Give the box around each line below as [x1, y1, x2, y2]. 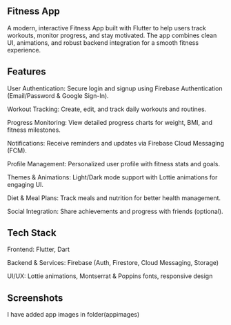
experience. [7, 46, 41, 54]
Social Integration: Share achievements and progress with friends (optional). [7, 207, 223, 215]
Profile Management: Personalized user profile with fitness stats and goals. [7, 159, 221, 168]
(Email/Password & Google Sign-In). [7, 91, 109, 99]
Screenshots [7, 292, 63, 304]
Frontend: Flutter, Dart [7, 245, 70, 254]
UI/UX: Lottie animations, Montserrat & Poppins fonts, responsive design [7, 272, 213, 280]
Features [7, 66, 46, 78]
